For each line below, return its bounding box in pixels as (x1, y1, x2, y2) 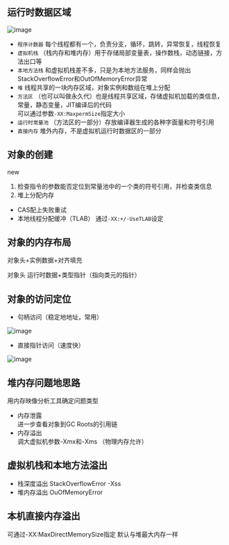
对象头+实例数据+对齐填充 (7, 256, 83, 265)
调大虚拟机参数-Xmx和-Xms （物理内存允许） (17, 437, 148, 446)
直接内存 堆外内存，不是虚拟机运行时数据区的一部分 (17, 126, 162, 135)
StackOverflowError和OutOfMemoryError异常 (17, 74, 148, 83)
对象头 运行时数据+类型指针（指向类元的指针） (7, 271, 141, 279)
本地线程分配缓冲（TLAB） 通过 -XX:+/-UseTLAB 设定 (17, 214, 164, 222)
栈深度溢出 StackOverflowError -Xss (17, 479, 121, 487)
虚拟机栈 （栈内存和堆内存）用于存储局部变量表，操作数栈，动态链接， (17, 48, 217, 57)
